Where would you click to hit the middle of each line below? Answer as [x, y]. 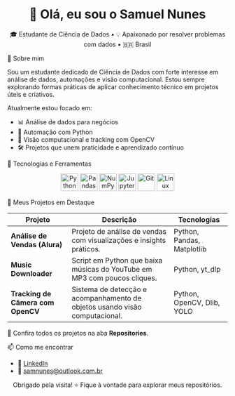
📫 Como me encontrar [40, 347]
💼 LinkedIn [33, 363]
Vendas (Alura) [37, 244]
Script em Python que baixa [117, 260]
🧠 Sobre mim [26, 58]
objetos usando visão [107, 307]
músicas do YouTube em [112, 269]
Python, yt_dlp [197, 269]
